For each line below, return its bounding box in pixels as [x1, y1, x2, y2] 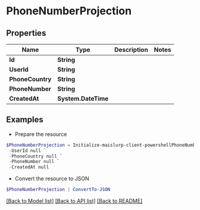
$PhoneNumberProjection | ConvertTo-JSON [6, 187, 111, 193]
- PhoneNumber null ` [8, 159, 60, 165]
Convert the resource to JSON [14, 175, 89, 183]
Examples [6, 115, 43, 125]
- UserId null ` [8, 147, 46, 153]
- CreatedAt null [8, 164, 49, 171]
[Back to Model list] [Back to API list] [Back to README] [6, 197, 143, 205]
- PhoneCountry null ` [8, 153, 62, 159]
